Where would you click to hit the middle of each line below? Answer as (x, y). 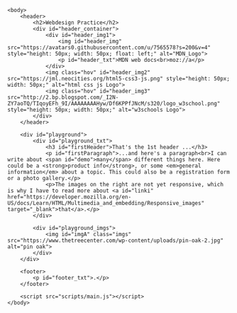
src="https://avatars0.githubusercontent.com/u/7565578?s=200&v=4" (109, 48)
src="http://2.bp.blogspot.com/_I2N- (63, 97)
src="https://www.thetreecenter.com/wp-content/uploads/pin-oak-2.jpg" (115, 240)
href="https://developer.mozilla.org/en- (70, 197)
